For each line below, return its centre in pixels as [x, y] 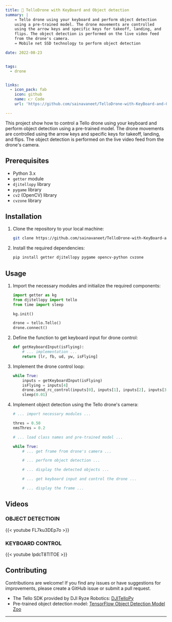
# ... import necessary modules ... [52, 414]
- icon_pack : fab [28, 90]
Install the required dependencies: [49, 248]
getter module [28, 179]
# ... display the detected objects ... [66, 470]
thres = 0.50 [27, 423]
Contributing [26, 571]
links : [12, 85]
